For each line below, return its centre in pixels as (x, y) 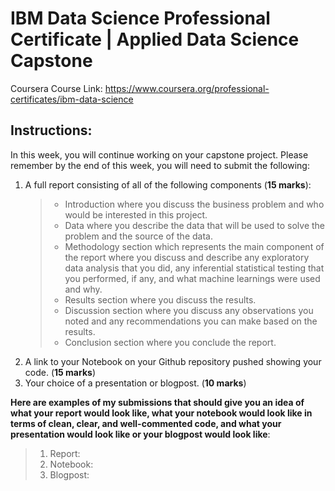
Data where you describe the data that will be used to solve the (195, 225)
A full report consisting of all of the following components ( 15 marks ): (168, 184)
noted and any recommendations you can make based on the (191, 321)
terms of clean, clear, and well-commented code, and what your (146, 423)
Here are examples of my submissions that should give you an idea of (157, 402)
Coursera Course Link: (56, 88)
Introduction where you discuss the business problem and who (194, 204)
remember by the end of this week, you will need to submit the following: (160, 165)
